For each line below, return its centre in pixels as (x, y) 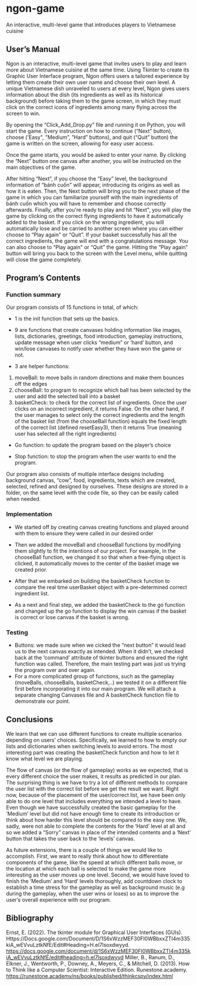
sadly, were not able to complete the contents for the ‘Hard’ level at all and (96, 826)
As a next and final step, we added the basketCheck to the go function (100, 604)
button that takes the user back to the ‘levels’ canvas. (71, 838)
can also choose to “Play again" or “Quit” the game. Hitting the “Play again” (97, 247)
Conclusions (30, 720)
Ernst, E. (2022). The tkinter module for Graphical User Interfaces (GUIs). (94, 932)
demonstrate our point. (42, 701)
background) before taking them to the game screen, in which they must (94, 101)
